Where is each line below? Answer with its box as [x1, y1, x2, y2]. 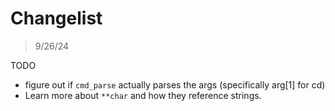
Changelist [10, 7, 103, 30]
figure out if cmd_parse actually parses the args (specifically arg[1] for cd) [24, 78, 326, 91]
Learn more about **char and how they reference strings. [24, 89, 262, 101]
